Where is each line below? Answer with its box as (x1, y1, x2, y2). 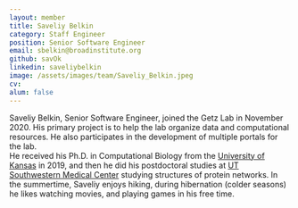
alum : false (9, 87, 54, 96)
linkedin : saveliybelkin (9, 63, 102, 72)
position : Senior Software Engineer (9, 37, 145, 47)
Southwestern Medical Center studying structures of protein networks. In (9, 169, 278, 179)
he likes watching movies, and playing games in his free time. (9, 188, 235, 199)
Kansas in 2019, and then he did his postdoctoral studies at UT (9, 160, 239, 171)
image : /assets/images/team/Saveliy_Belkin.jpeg (9, 71, 194, 80)
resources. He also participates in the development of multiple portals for (9, 131, 278, 142)
